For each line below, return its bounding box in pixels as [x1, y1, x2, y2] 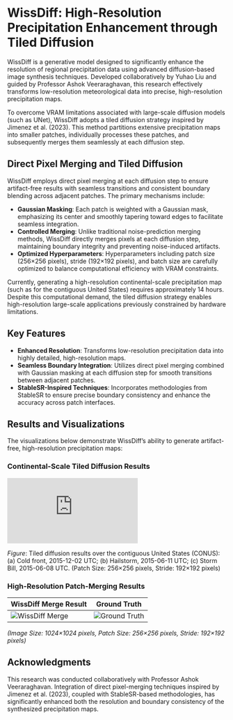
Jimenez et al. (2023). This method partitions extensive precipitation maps [7, 123, 220, 131]
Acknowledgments [7, 657, 92, 668]
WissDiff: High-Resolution [7, 5, 162, 21]
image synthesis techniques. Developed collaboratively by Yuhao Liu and [7, 72, 217, 81]
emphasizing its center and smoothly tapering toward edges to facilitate [17, 212, 224, 220]
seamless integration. [17, 220, 79, 228]
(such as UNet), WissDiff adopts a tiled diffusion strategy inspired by [7, 115, 204, 123]
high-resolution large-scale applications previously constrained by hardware [7, 300, 226, 308]
